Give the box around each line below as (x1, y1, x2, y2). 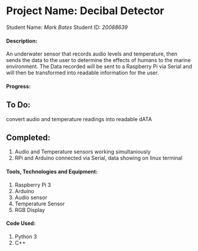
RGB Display (14, 206, 46, 213)
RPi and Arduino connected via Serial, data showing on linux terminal (14, 155, 183, 162)
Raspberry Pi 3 (14, 181, 51, 188)
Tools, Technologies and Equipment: (6, 168, 98, 175)
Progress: (6, 83, 31, 90)
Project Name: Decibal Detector (6, 4, 164, 18)
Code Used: (6, 220, 36, 227)
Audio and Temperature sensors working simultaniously (14, 148, 151, 155)
